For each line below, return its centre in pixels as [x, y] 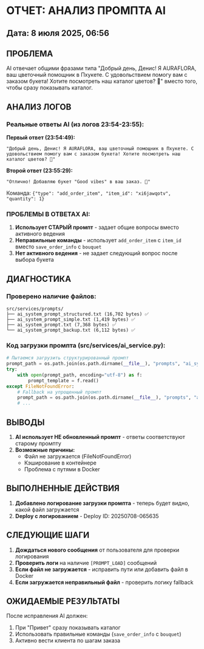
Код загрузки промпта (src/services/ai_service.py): [86, 345]
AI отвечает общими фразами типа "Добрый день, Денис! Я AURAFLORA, [101, 68]
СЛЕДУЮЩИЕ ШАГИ [48, 535]
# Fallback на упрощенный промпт [59, 392]
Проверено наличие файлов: [51, 296]
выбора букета [35, 260]
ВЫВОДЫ [25, 422]
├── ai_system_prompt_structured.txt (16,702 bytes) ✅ [78, 314]
